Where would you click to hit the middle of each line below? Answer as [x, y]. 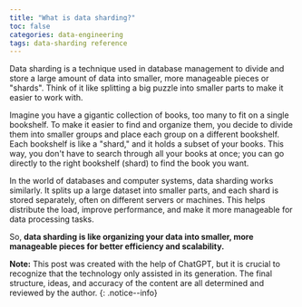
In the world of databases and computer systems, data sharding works [141, 181]
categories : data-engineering [67, 34]
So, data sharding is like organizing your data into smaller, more [132, 237]
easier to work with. [46, 98]
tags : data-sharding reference [68, 43]
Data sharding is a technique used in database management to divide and [147, 69]
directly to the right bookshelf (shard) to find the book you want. [129, 163]
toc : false [30, 26]
